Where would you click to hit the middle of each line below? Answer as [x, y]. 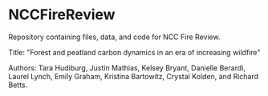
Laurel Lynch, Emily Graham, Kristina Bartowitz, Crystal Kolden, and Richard [134, 76]
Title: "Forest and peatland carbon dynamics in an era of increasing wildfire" [134, 52]
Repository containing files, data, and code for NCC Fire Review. [114, 37]
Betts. [18, 85]
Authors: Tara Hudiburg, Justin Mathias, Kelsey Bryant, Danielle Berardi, [127, 68]
